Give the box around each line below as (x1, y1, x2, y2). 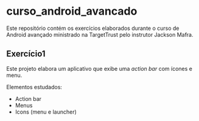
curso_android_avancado (6, 4, 138, 18)
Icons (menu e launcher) (15, 108, 77, 116)
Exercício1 (6, 49, 46, 59)
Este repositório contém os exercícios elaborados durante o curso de (6, 24, 180, 32)
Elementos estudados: (6, 83, 63, 90)
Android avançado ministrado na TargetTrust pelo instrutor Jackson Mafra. (6, 31, 194, 38)
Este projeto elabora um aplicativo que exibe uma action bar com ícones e (6, 65, 193, 72)
